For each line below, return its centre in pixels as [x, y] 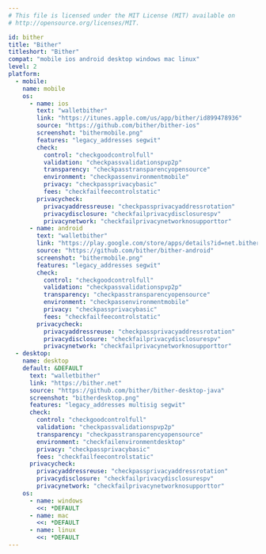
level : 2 [23, 67]
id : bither [26, 37]
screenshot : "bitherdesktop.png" [84, 398]
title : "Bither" [35, 44]
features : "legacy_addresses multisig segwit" [107, 405]
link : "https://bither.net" [76, 383]
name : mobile [44, 89]
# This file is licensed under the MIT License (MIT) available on [122, 15]
